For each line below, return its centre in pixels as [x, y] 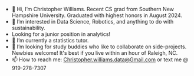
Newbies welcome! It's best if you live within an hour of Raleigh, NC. [95, 53]
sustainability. [28, 28]
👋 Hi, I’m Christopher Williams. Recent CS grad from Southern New [93, 9]
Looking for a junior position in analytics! [61, 34]
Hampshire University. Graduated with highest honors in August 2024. [97, 15]
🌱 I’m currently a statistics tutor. [50, 40]
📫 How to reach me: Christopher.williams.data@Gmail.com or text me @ [100, 60]
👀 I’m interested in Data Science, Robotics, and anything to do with [93, 22]
